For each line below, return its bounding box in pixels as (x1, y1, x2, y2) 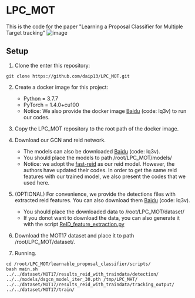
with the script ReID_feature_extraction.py (23, 220, 125, 227)
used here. (23, 179, 50, 186)
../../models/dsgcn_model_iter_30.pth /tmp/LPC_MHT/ (6, 276, 138, 282)
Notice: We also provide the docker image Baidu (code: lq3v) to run (23, 107, 187, 115)
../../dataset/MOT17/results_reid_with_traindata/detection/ (6, 271, 159, 277)
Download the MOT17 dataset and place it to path (14, 232, 135, 239)
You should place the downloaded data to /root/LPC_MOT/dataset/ (23, 208, 185, 215)
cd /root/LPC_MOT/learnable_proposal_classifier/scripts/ (6, 261, 151, 267)
